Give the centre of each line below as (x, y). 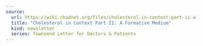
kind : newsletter (33, 28)
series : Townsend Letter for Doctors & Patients (74, 34)
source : (15, 12)
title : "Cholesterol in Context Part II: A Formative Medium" (91, 23)
